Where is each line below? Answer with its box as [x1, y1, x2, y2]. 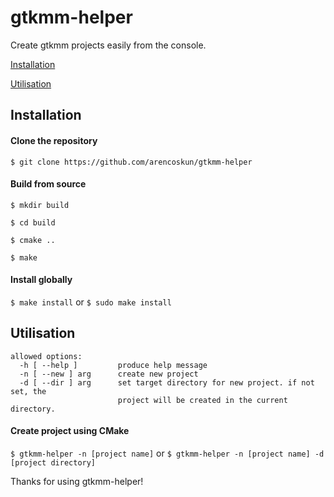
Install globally [10, 274, 73, 286]
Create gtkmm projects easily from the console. [10, 39, 207, 51]
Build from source [10, 178, 87, 190]
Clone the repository [10, 134, 98, 146]
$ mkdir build [10, 200, 70, 210]
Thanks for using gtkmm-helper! [10, 475, 144, 487]
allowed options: [10, 351, 83, 361]
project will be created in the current [117, 395, 288, 405]
